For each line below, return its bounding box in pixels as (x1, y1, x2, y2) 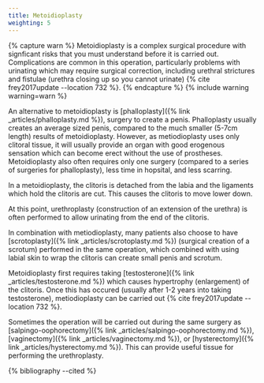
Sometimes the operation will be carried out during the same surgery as (8, 317, 242, 326)
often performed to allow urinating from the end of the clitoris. (8, 212, 210, 222)
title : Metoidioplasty (8, 11, 83, 20)
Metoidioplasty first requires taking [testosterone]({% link (8, 268, 195, 277)
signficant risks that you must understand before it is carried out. (8, 49, 219, 58)
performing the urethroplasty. (8, 351, 104, 360)
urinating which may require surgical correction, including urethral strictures (8, 66, 255, 75)
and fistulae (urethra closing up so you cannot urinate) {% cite (8, 74, 210, 84)
